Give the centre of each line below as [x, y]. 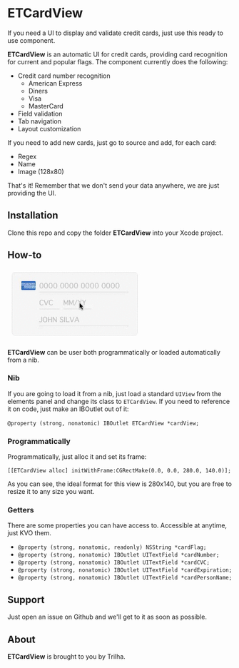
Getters [21, 510]
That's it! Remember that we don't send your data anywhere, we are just [113, 185]
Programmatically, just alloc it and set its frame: [77, 457]
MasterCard [46, 106]
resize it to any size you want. [51, 492]
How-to [25, 255]
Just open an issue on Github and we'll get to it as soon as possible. [107, 617]
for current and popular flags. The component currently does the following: [118, 61]
